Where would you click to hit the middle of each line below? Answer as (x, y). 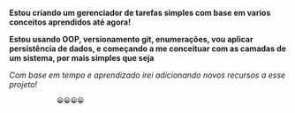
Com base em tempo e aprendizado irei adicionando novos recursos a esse (147, 75)
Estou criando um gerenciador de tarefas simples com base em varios (140, 13)
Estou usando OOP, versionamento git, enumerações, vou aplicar (131, 39)
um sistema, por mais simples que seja (82, 58)
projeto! (23, 84)
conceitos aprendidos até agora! (70, 22)
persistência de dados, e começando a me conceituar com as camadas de (148, 49)
